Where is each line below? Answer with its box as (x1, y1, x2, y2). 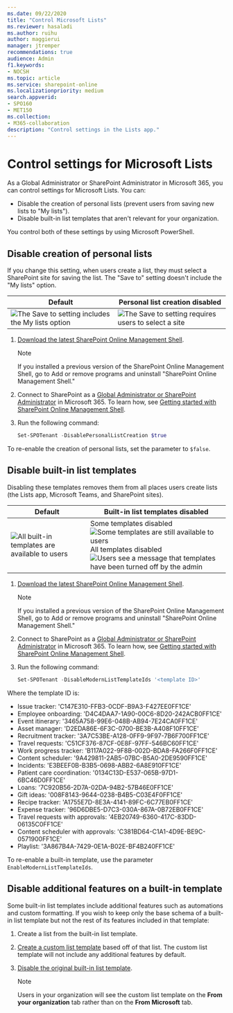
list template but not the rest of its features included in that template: (13, 916, 209, 924)
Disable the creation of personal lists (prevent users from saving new (17, 200, 215, 208)
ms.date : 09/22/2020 (7, 10, 67, 17)
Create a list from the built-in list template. (17, 929, 138, 937)
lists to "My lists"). (17, 207, 70, 215)
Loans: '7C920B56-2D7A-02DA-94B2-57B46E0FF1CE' (17, 783, 173, 791)
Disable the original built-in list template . (17, 964, 133, 972)
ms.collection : (7, 113, 51, 120)
